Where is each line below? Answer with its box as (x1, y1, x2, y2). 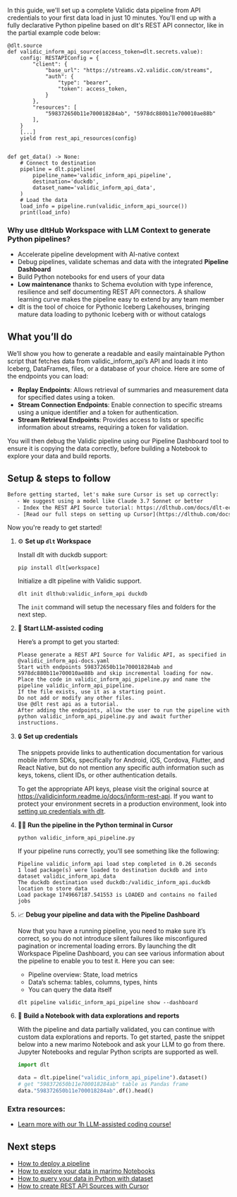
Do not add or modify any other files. (17, 695, 135, 702)
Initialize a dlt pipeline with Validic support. (17, 577, 142, 585)
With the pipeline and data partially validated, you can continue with (17, 1025, 215, 1034)
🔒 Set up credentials (17, 732, 78, 741)
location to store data (17, 886, 88, 893)
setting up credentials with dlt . (17, 807, 106, 816)
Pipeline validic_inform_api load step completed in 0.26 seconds (17, 861, 217, 868)
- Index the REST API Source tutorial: (16, 504, 134, 511)
